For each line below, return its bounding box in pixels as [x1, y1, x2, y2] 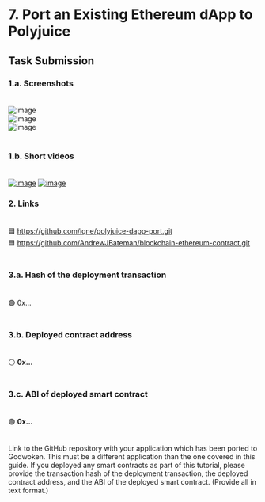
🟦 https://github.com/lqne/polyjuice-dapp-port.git [8, 226, 172, 236]
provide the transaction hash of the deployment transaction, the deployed [8, 469, 248, 478]
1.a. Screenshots [8, 78, 74, 89]
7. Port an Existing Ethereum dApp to [8, 6, 253, 24]
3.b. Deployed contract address [8, 329, 133, 340]
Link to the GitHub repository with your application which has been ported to [8, 443, 258, 453]
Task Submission [8, 54, 95, 67]
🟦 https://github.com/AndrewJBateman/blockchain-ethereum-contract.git [8, 238, 251, 248]
